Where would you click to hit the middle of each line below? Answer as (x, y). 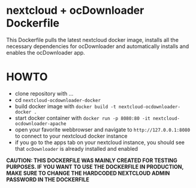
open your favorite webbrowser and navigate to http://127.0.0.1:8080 (102, 129)
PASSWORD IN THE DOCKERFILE (48, 179)
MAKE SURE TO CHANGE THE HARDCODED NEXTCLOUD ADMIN (88, 173)
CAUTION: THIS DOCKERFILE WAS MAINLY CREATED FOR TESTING (92, 160)
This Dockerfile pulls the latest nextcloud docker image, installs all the (92, 40)
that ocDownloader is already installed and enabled (76, 148)
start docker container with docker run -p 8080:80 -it (83, 118)
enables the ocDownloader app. (46, 52)
